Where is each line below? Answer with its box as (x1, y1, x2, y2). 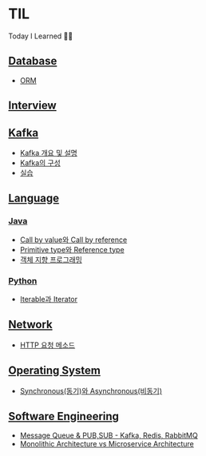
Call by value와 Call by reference (19, 235, 128, 244)
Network (8, 318, 53, 331)
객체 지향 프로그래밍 (19, 255, 82, 264)
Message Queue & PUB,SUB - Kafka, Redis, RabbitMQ (19, 430, 198, 440)
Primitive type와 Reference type (19, 244, 125, 254)
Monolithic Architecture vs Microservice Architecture (19, 439, 194, 449)
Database (8, 54, 57, 68)
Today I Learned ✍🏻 (8, 31, 73, 41)
